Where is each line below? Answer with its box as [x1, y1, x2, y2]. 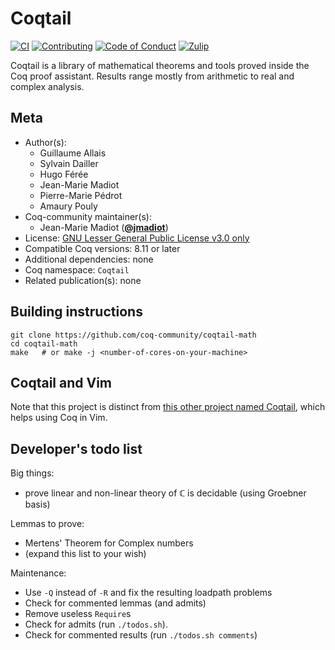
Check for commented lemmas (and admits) [24, 597, 207, 609]
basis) [24, 498, 51, 511]
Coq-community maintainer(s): [24, 210, 152, 222]
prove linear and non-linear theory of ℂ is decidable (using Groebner [24, 487, 307, 499]
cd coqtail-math [10, 338, 78, 349]
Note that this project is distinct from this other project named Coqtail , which [10, 401, 326, 413]
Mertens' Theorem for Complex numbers [24, 537, 194, 549]
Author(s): [24, 136, 67, 148]
